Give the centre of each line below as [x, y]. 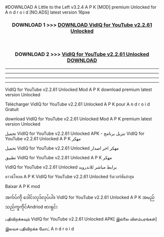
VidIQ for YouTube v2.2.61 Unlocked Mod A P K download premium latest [79, 89]
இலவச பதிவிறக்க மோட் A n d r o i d [40, 229]
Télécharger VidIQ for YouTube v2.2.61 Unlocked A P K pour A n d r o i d [78, 104]
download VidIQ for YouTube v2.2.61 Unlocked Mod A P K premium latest [79, 119]
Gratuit [12, 109]
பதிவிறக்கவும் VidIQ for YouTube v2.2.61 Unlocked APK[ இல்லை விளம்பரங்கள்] [81, 219]
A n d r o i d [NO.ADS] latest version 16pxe [48, 12]
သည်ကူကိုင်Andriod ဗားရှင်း [31, 207]
